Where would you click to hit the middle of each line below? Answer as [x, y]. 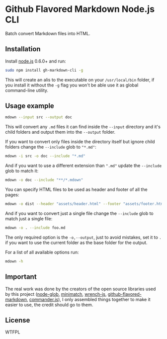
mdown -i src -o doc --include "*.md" [45, 156]
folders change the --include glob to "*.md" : [51, 147]
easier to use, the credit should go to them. [49, 305]
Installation [23, 49]
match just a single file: [29, 218]
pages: [12, 195]
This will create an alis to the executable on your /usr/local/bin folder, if [80, 80]
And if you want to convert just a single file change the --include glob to [79, 213]
